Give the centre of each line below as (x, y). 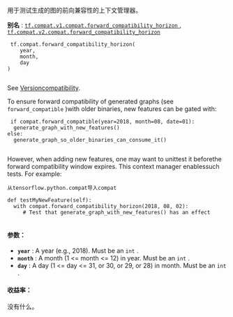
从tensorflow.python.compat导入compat (62, 188)
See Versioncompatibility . (44, 88)
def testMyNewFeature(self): (50, 200)
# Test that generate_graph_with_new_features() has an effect (116, 212)
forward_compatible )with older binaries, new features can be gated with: (112, 109)
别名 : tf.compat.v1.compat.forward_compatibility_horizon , (94, 25)
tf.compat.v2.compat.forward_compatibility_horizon (84, 32)
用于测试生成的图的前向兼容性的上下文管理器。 (74, 10)
